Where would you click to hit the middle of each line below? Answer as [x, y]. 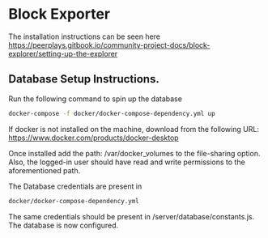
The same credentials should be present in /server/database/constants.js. [132, 216]
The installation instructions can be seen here [84, 36]
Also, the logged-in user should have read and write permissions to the [127, 162]
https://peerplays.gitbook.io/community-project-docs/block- [109, 45]
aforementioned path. [45, 170]
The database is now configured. [64, 225]
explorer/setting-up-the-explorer [63, 53]
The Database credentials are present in [75, 186]
